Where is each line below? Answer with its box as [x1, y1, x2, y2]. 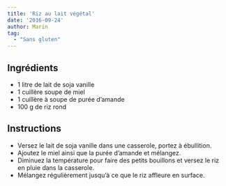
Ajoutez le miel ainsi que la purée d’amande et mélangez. [17, 148, 181, 157]
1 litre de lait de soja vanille [17, 80, 95, 88]
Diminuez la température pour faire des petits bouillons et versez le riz [17, 156, 220, 164]
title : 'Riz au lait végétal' [7, 10, 96, 17]
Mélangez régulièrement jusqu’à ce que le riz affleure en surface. [17, 171, 205, 179]
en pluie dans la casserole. [17, 163, 95, 171]
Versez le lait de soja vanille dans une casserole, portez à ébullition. [17, 141, 212, 150]
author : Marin [7, 23, 49, 30]
